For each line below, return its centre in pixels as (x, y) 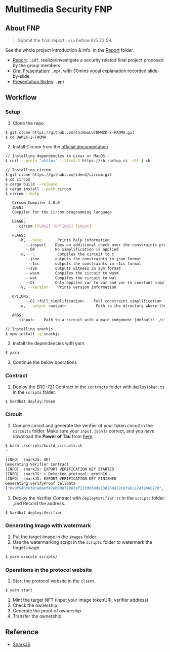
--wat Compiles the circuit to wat (71, 278)
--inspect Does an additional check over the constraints (91, 245)
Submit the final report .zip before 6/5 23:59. (65, 40)
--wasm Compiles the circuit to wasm (72, 273)
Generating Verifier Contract (37, 464)
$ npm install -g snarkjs (32, 334)
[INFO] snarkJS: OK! (28, 460)
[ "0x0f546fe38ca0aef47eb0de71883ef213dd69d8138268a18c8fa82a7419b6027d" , (85, 488)
